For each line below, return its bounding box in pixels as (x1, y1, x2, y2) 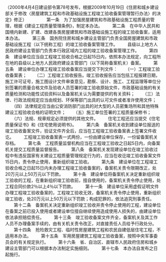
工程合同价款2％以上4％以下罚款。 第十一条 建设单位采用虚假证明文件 (5, 183, 159, 189)
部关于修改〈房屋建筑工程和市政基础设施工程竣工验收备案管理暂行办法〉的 (5, 10, 157, 16)
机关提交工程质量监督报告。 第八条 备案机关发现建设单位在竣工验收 (5, 146, 154, 152)
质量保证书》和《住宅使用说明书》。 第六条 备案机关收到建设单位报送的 (5, 122, 160, 128)
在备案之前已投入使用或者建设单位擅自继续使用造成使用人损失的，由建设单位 (5, 208, 161, 214)
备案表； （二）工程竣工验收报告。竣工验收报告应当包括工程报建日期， (9, 72, 160, 78)
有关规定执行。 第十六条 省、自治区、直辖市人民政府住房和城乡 (18, 239, 158, 245)
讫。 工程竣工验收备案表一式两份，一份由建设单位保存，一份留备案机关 (5, 134, 158, 140)
